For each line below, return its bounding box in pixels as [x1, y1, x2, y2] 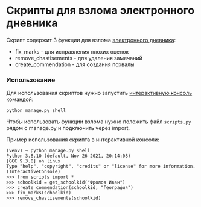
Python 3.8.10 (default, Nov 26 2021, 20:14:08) [6, 153, 131, 159]
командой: [6, 96, 34, 103]
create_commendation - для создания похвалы [14, 61, 135, 68]
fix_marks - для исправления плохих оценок [14, 48, 129, 55]
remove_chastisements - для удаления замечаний [14, 54, 143, 61]
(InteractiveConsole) [6, 169, 61, 175]
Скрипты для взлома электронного [6, 4, 195, 17]
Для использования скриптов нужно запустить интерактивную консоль [6, 90, 193, 97]
